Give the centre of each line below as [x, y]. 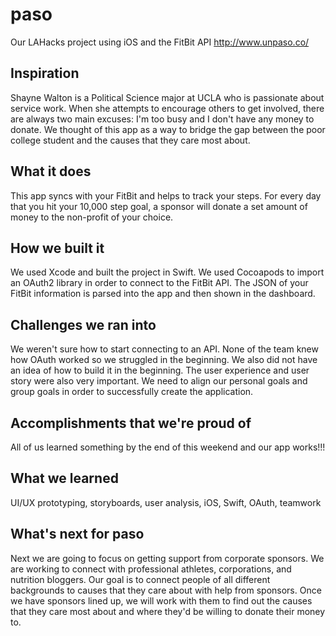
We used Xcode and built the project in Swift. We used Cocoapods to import [167, 272]
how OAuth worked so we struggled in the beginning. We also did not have [164, 360]
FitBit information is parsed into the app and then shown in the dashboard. [163, 294]
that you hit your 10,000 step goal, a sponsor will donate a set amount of [159, 206]
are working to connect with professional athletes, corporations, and [151, 569]
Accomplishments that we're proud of [131, 423]
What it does [51, 171]
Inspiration [45, 73]
